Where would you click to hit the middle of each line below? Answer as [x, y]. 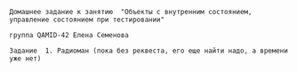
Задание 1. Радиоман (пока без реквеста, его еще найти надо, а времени [149, 51]
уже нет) [25, 59]
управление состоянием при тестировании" [87, 20]
